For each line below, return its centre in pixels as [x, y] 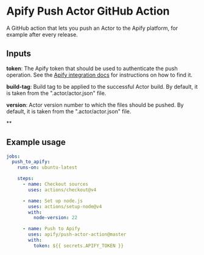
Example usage [36, 142]
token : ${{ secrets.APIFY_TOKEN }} [78, 246]
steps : [26, 179]
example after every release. [42, 34]
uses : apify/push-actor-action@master [77, 235]
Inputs [19, 54]
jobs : [13, 156]
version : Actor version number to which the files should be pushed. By [95, 105]
